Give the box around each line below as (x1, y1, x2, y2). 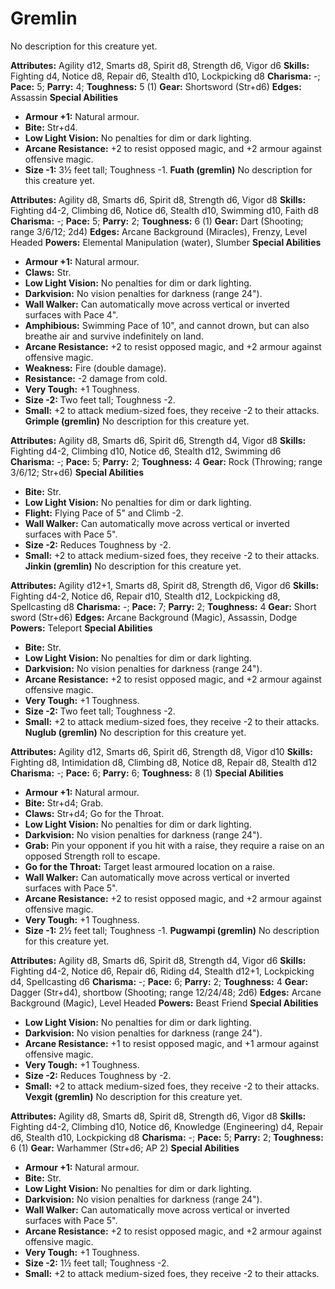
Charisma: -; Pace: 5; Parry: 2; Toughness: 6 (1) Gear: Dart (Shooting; (10, 215, 304, 227)
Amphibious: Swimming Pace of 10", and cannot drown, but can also (24, 319, 310, 331)
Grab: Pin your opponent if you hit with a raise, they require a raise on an (24, 839, 325, 851)
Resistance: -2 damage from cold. (24, 372, 168, 384)
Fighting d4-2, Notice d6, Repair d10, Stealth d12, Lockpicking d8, (10, 590, 281, 602)
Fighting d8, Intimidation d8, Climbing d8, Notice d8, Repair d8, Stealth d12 (10, 756, 318, 768)
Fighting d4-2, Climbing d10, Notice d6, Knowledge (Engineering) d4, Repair (10, 1120, 324, 1132)
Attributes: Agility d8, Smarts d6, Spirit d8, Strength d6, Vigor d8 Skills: (10, 193, 307, 206)
